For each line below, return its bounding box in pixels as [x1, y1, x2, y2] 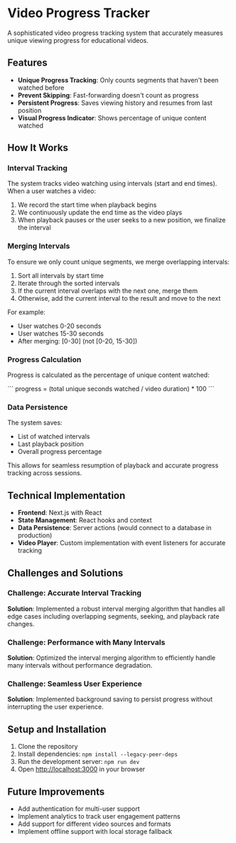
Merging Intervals [7, 241, 70, 251]
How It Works [7, 142, 69, 154]
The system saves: [7, 418, 63, 427]
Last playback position [17, 440, 84, 448]
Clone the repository [17, 743, 78, 751]
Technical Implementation [7, 490, 126, 502]
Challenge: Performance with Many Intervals [7, 637, 166, 647]
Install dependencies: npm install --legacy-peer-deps [17, 750, 178, 758]
